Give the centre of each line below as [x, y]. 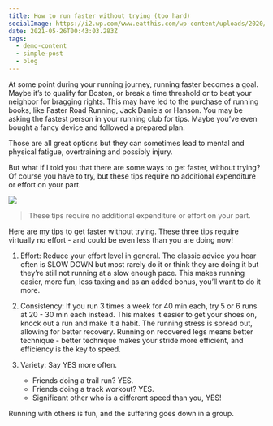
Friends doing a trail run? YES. [83, 380]
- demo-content [41, 46]
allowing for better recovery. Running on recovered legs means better [136, 331]
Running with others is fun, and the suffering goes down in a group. [121, 413]
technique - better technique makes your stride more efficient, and [132, 340]
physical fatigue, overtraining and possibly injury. [91, 152]
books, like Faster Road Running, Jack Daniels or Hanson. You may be [126, 110]
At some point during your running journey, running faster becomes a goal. [133, 84]
